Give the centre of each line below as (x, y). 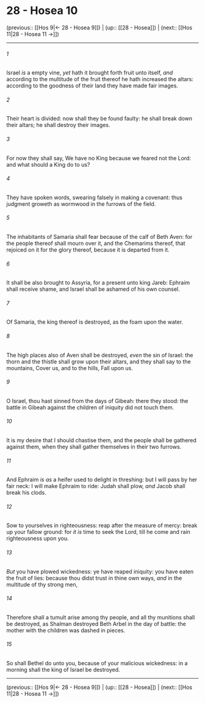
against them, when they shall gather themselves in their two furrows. (94, 446)
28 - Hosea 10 (42, 11)
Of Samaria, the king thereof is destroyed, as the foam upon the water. (95, 322)
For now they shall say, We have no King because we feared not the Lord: (99, 158)
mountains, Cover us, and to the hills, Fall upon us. (70, 368)
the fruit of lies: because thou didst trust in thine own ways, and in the (94, 578)
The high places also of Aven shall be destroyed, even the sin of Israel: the (100, 355)
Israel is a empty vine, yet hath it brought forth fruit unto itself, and (90, 73)
